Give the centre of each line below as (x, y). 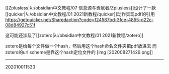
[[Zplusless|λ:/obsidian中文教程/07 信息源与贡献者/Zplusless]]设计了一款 (81, 8)
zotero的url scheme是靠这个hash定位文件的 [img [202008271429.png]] (79, 52)
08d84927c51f (20, 25)
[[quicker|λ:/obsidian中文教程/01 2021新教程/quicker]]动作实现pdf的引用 (80, 14)
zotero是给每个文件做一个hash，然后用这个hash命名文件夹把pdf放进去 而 (81, 46)
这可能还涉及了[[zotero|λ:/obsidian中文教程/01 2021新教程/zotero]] (74, 35)
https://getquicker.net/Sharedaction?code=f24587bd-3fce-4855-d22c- (79, 20)
